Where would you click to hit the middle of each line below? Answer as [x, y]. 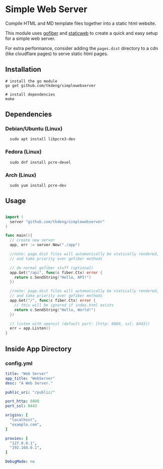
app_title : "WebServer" [30, 378]
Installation [23, 69]
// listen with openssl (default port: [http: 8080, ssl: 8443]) [80, 324]
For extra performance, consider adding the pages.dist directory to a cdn [82, 48]
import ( [14, 217]
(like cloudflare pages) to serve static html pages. [57, 54]
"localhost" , [23, 420]
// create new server [33, 240]
